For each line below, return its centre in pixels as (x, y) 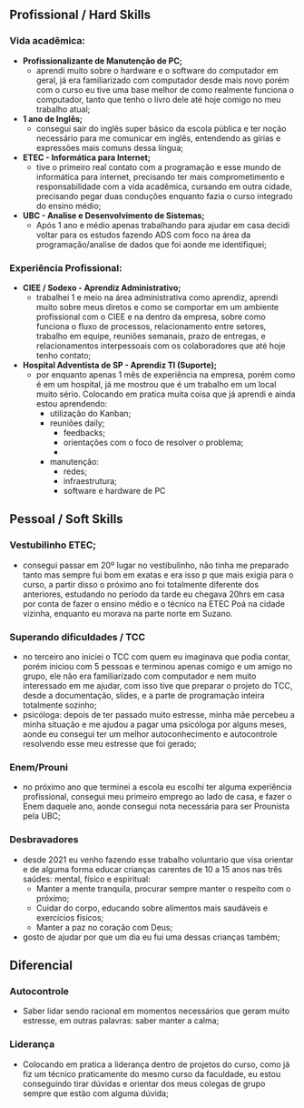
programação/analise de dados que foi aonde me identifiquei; (152, 244)
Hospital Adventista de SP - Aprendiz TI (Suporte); (120, 365)
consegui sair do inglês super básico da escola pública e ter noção (161, 128)
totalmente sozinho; (59, 705)
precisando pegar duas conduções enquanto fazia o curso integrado (164, 196)
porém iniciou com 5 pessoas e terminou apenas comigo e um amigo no (157, 666)
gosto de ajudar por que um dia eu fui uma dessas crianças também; (151, 937)
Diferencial (41, 965)
